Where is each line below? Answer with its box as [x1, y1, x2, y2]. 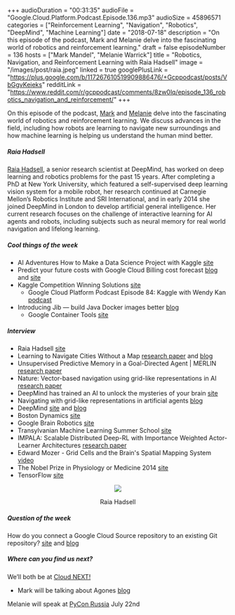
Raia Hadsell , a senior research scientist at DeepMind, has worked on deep [7, 165, 224, 173]
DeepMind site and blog [17, 403, 87, 412]
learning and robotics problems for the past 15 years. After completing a [7, 172, 215, 181]
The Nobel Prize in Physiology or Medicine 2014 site [17, 463, 168, 472]
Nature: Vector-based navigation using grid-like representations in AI [17, 374, 217, 382]
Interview [7, 326, 36, 335]
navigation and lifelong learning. [7, 224, 100, 233]
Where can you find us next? [7, 555, 93, 563]
